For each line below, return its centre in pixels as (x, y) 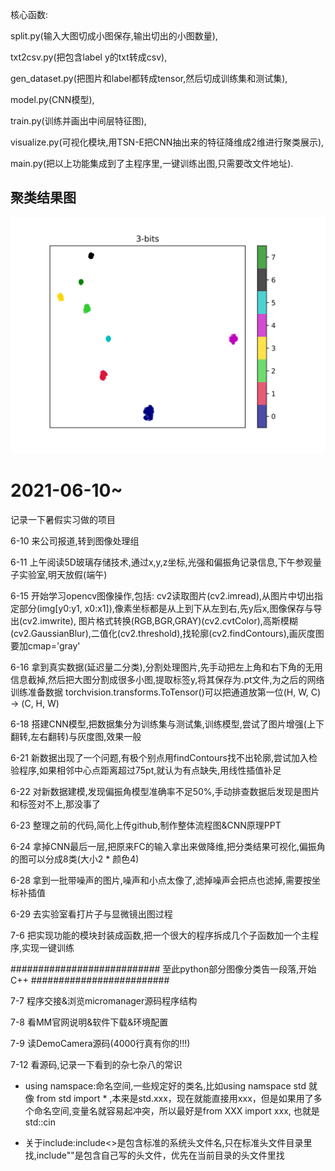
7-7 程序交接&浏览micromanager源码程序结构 (104, 1000)
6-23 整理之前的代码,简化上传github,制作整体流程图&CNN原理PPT (146, 825)
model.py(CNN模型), (52, 99)
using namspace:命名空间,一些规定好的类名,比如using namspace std (165, 1085)
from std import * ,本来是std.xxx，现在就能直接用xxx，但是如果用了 (175, 1098)
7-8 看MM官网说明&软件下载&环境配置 (89, 1022)
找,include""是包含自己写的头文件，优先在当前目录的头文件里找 (154, 1155)
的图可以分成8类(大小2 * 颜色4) (75, 859)
